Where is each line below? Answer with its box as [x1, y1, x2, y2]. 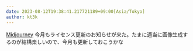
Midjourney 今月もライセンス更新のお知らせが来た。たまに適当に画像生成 [6, 30, 183, 38]
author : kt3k [6, 14, 38, 20]
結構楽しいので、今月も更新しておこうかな [21, 38, 124, 45]
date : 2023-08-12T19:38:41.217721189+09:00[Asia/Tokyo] [6, 8, 145, 15]
